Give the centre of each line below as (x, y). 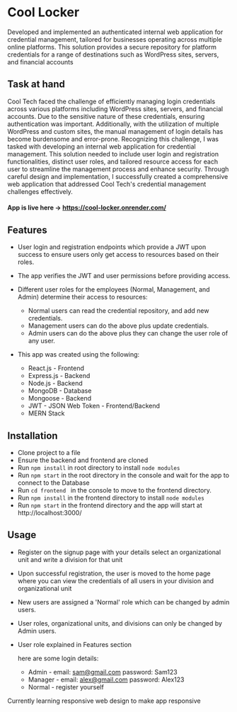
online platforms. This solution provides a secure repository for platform (112, 47)
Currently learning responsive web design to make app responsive (104, 701)
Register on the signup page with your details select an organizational (119, 552)
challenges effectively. (40, 191)
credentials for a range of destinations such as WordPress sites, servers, (113, 54)
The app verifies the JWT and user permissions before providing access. (124, 276)
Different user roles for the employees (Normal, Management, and (114, 289)
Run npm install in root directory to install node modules (99, 467)
